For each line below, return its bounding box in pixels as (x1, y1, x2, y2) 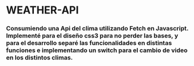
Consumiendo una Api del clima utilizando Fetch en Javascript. (6, 25, 189, 33)
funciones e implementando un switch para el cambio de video (6, 46, 188, 54)
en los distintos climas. (6, 54, 73, 62)
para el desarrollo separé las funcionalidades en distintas (6, 39, 172, 47)
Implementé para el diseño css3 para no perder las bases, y (6, 32, 178, 40)
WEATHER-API (6, 4, 79, 17)
